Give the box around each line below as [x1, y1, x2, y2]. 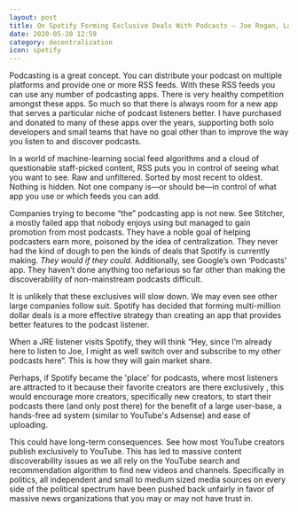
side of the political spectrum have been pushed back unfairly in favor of [9, 484, 275, 494]
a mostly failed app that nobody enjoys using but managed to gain [9, 218, 251, 229]
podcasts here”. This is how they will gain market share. [9, 355, 213, 366]
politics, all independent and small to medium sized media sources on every [9, 475, 286, 485]
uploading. [9, 420, 49, 431]
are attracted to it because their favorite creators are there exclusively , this [9, 382, 285, 392]
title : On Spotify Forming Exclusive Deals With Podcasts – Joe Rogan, [9, 21, 279, 30]
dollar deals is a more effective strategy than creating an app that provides [9, 310, 282, 321]
